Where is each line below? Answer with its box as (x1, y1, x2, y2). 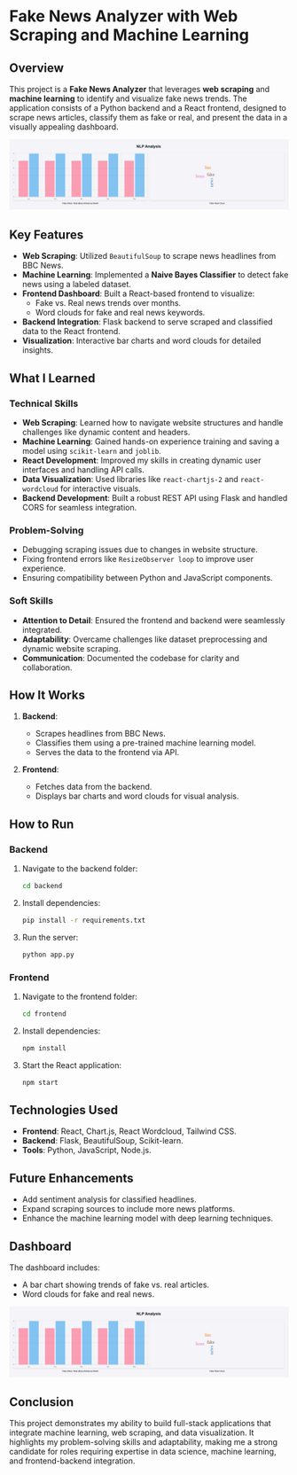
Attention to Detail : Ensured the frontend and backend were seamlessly (21, 614, 285, 626)
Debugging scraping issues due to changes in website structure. (21, 544, 259, 555)
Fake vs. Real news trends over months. (35, 298, 182, 308)
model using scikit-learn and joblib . (21, 445, 161, 456)
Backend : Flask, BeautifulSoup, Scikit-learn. (21, 1136, 184, 1146)
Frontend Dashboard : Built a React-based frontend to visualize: (21, 288, 255, 299)
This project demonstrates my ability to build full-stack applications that (9, 1418, 272, 1429)
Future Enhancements (9, 1170, 135, 1185)
